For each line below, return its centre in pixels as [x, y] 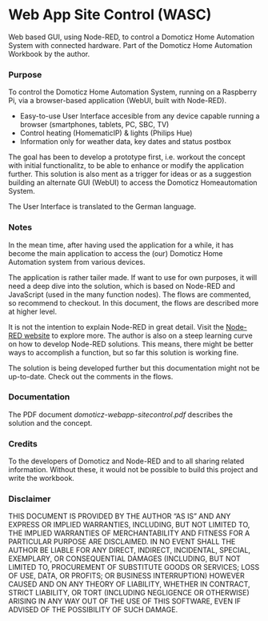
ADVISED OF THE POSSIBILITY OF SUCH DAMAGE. [93, 610]
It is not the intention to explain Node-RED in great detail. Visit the [116, 327]
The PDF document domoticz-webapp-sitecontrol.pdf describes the [121, 415]
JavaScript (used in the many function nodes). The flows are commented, [130, 294]
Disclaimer [30, 499]
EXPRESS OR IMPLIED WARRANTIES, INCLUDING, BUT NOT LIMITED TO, [129, 525]
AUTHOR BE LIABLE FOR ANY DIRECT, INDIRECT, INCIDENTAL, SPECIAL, [129, 551]
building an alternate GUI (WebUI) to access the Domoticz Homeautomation [133, 182]
